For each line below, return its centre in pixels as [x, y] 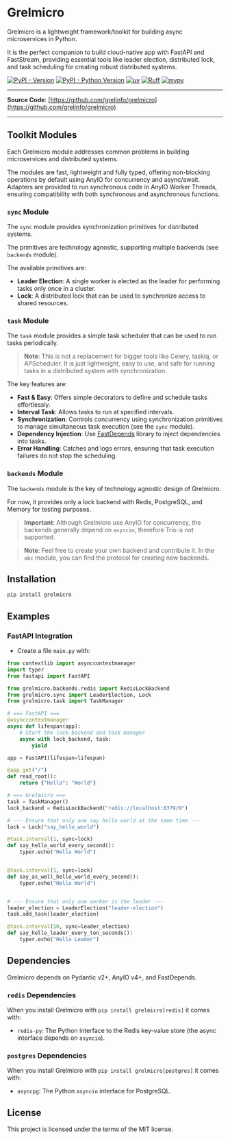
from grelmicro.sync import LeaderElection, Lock [79, 695]
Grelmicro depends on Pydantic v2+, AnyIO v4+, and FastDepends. [102, 977]
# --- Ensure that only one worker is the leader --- [86, 901]
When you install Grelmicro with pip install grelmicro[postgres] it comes [113, 1071]
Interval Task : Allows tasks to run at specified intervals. [95, 412]
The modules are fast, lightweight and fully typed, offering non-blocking [109, 172]
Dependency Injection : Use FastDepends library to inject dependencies [118, 434]
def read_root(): [32, 776]
